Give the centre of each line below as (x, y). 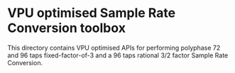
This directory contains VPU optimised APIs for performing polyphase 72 (114, 47)
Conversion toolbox (67, 28)
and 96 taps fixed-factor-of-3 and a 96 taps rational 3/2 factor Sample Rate (118, 55)
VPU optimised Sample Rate (92, 13)
